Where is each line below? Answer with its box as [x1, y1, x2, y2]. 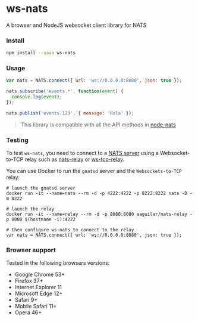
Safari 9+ [14, 296, 38, 304]
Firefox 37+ [14, 277, 43, 284]
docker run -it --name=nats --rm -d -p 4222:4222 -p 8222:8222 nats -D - [6, 190, 193, 197]
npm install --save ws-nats [6, 50, 76, 56]
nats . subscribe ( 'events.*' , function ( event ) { [6, 88, 124, 94]
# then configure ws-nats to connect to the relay [6, 227, 134, 233]
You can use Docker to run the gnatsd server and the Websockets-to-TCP [6, 168, 182, 175]
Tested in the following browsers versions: [6, 259, 110, 267]
